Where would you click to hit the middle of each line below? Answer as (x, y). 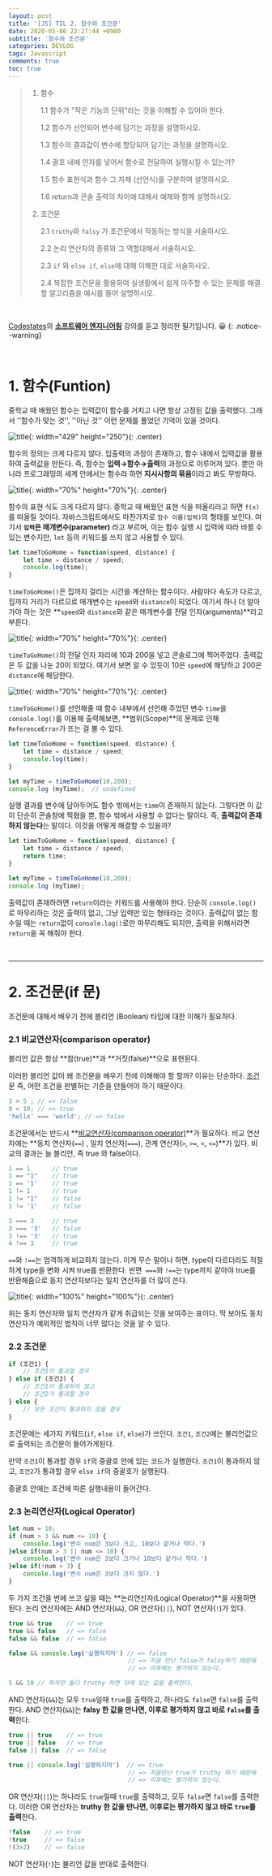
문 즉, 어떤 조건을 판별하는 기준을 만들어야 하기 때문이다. (97, 1086)
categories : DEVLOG (41, 46)
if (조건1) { (29, 1364)
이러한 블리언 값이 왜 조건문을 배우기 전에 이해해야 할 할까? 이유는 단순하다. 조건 (134, 1075)
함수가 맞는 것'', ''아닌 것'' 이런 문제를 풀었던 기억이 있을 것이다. (121, 420)
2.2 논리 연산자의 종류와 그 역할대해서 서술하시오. (118, 248)
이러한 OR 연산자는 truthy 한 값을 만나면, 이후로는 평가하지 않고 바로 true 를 (138, 1807)
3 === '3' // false (45, 1228)
